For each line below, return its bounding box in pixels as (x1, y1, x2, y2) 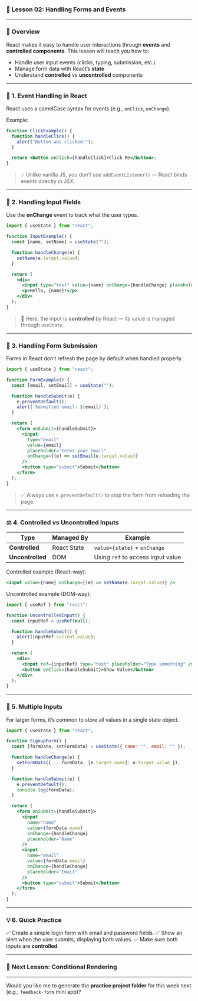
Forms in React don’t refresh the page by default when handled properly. (6, 355, 183, 362)
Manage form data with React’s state (14, 65, 105, 72)
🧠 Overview (6, 28, 40, 36)
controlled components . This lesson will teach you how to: (6, 47, 150, 54)
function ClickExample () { (6, 128, 72, 133)
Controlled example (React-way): (6, 568, 87, 575)
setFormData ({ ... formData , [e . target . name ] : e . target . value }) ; (16, 760, 181, 766)
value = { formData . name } (27, 825, 83, 831)
